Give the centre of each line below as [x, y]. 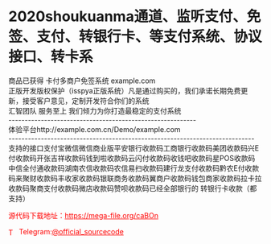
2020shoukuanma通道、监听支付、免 [135, 17]
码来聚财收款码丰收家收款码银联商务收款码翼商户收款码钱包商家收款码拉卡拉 [135, 178]
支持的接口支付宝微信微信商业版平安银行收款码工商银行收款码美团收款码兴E [134, 148]
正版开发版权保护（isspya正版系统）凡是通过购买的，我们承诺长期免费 [125, 90]
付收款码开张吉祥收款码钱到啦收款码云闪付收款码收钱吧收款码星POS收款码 [132, 158]
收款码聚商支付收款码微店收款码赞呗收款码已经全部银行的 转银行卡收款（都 [133, 188]
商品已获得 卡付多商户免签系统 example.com [82, 81]
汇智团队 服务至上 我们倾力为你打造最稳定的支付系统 [95, 110]
